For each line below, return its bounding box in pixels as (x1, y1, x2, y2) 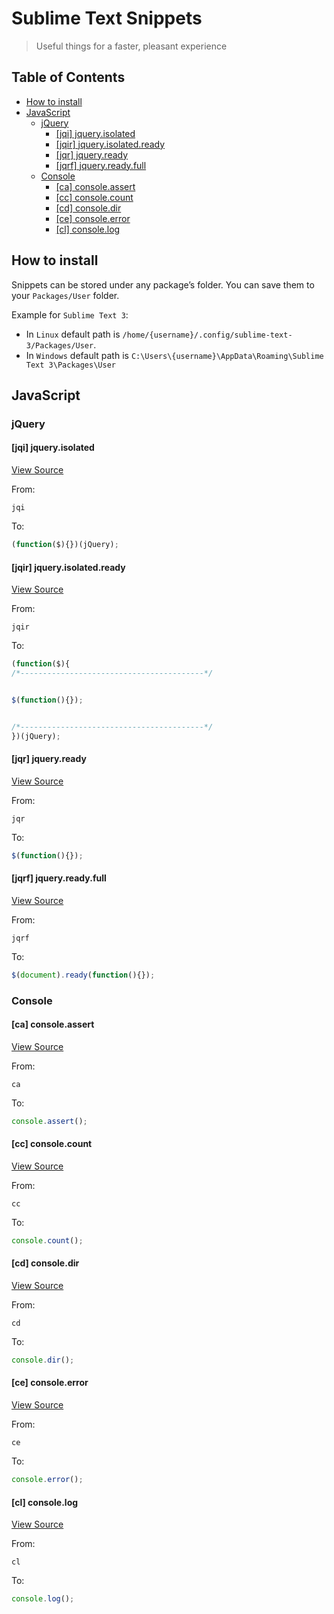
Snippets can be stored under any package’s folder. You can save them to (11, 278, 315, 291)
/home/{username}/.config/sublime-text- (122, 330, 293, 340)
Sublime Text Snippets (11, 7, 203, 30)
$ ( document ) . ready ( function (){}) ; (11, 970, 156, 980)
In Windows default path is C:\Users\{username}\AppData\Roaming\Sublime (25, 349, 324, 361)
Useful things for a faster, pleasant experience (35, 40, 228, 52)
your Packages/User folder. (11, 289, 120, 301)
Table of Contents (11, 69, 126, 86)
